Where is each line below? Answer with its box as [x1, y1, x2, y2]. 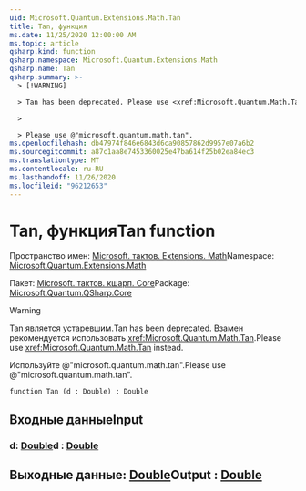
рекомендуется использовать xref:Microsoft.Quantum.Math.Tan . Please [9, 332, 282, 343]
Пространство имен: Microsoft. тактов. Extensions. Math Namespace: [9, 251, 275, 261]
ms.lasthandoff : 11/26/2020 [9, 172, 117, 182]
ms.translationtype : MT [9, 156, 100, 165]
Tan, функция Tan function [9, 220, 216, 241]
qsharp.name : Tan [9, 65, 76, 74]
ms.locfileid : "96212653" [9, 181, 107, 190]
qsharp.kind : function [9, 47, 96, 56]
